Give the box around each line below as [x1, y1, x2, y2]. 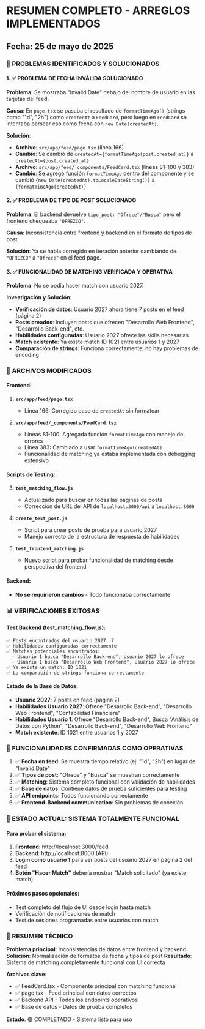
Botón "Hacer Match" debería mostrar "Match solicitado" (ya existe [15, 869, 187, 877]
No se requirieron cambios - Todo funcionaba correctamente [15, 591, 171, 598]
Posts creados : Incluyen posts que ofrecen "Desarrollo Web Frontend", [15, 319, 195, 326]
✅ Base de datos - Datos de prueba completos [15, 1003, 133, 1010]
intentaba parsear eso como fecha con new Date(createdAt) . [6, 120, 159, 127]
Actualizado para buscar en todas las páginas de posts [24, 496, 163, 504]
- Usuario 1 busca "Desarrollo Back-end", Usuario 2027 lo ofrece [12, 653, 184, 660]
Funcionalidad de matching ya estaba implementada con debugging [24, 451, 195, 458]
